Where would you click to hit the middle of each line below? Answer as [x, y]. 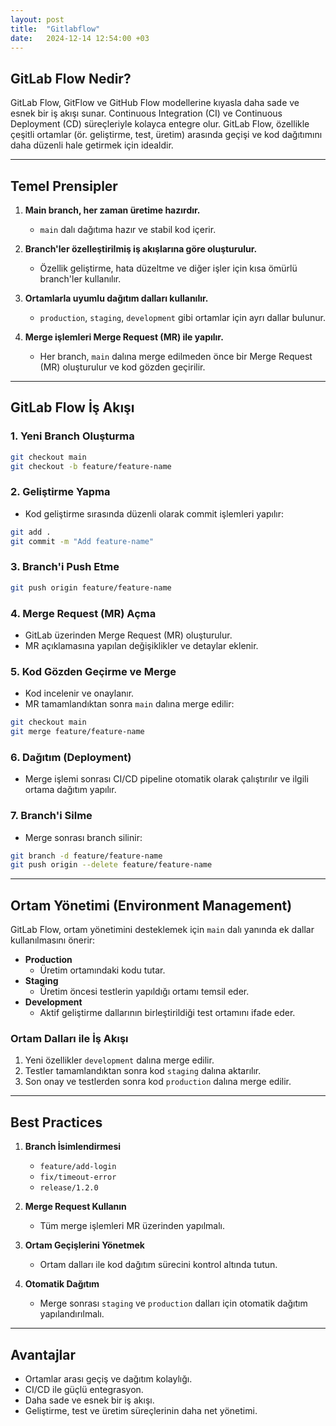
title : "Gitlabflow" [55, 29]
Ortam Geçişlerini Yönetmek [84, 1245]
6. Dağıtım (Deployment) [71, 757]
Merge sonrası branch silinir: [83, 837]
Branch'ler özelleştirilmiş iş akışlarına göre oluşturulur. [141, 249]
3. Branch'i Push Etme [65, 567]
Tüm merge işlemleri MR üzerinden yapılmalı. [132, 1226]
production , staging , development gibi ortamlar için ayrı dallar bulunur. [182, 317]
